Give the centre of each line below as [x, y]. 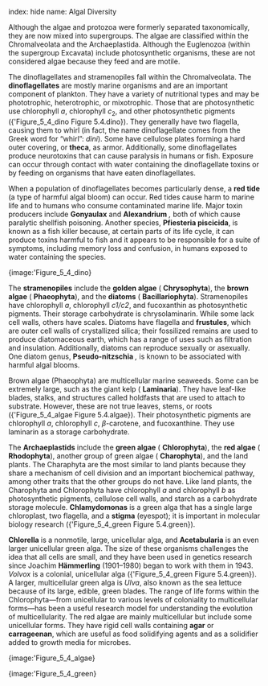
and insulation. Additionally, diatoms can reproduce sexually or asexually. [129, 347]
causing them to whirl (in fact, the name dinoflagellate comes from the [124, 130]
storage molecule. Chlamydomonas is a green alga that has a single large [130, 507]
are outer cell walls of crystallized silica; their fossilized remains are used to [133, 331]
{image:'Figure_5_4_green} [53, 673]
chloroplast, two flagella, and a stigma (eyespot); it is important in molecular [134, 516]
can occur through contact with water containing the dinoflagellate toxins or [134, 164]
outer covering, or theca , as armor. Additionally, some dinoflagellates [123, 147]
